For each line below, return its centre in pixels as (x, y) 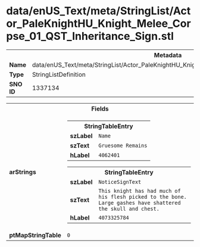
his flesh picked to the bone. (143, 197)
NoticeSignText (120, 182)
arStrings (23, 172)
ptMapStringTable (35, 235)
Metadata (168, 55)
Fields (100, 108)
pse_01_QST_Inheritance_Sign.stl (90, 36)
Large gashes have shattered (139, 203)
